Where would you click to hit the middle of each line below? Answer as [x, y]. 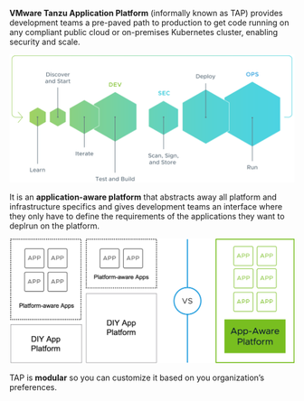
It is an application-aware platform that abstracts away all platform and [143, 197]
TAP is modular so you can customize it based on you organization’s [137, 378]
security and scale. [45, 42]
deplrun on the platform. [55, 226]
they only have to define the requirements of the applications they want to [147, 217]
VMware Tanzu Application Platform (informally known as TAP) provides [146, 13]
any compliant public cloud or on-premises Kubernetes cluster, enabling [144, 32]
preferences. [33, 387]
